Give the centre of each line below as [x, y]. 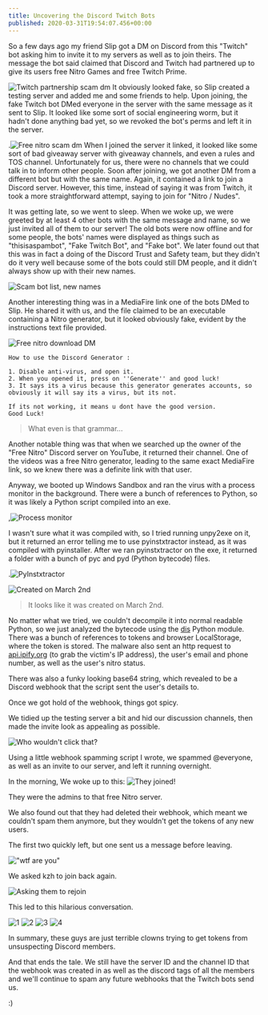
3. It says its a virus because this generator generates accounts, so [130, 386]
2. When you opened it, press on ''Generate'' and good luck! [114, 378]
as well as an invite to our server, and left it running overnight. [110, 765]
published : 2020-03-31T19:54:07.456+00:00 [80, 23]
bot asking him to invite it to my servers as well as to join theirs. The [120, 54]
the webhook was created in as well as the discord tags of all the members [132, 970]
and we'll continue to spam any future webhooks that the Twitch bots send [131, 979]
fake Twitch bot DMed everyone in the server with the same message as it [131, 104]
